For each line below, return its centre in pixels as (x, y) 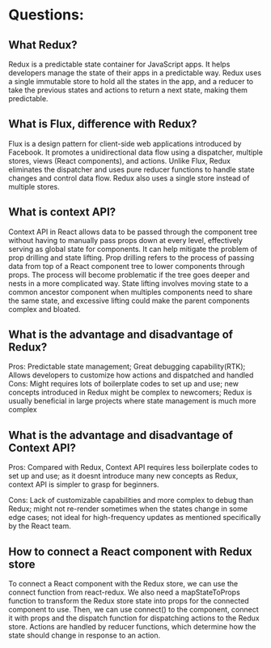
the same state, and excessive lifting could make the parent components (129, 301)
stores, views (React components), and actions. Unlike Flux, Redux (120, 160)
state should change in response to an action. (85, 635)
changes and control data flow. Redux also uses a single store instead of (129, 178)
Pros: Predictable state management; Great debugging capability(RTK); (127, 367)
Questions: (47, 15)
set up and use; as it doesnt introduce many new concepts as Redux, (123, 476)
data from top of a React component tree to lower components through (127, 266)
